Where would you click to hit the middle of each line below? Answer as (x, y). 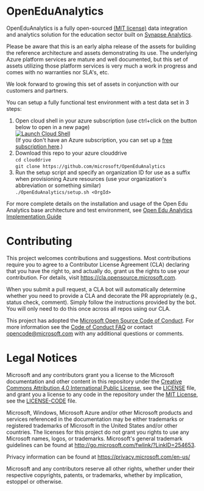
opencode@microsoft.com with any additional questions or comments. (95, 333)
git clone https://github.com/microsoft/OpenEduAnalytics (90, 166)
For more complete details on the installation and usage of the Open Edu (97, 203)
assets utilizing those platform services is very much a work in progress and (102, 66)
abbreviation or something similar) (58, 185)
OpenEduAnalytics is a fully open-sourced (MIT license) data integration (97, 28)
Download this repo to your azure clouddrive (71, 153)
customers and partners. (37, 90)
